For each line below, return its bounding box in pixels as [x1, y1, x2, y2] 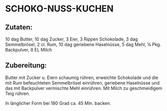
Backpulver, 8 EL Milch [5, 47, 52, 52]
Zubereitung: [5, 61, 47, 70]
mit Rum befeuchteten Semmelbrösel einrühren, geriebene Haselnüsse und [5, 79, 160, 85]
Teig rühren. [5, 90, 30, 96]
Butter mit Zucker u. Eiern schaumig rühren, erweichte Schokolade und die [5, 74, 159, 80]
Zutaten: [5, 23, 33, 31]
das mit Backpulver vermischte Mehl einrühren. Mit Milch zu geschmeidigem [5, 85, 163, 91]
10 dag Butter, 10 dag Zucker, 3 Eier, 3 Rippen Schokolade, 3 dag [5, 36, 138, 42]
